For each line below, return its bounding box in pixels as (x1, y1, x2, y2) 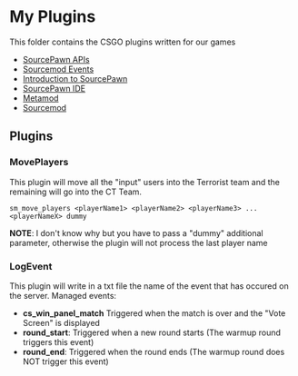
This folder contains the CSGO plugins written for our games (9, 36, 236, 47)
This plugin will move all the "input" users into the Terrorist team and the (9, 176, 280, 187)
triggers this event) (22, 336, 94, 347)
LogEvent (9, 260, 53, 272)
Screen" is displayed (22, 317, 100, 328)
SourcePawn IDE (22, 83, 86, 94)
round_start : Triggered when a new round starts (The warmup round (22, 327, 282, 338)
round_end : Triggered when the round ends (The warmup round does (22, 346, 285, 357)
